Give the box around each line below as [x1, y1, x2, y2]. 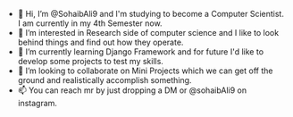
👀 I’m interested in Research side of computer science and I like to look [17, 28, 280, 38]
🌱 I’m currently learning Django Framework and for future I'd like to [17, 46, 264, 57]
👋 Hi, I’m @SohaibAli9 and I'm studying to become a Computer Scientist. [17, 9, 284, 19]
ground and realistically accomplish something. [17, 75, 192, 85]
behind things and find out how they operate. [17, 37, 184, 47]
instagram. [17, 98, 58, 108]
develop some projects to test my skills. [17, 56, 163, 66]
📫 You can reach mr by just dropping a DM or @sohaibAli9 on [17, 85, 247, 96]
